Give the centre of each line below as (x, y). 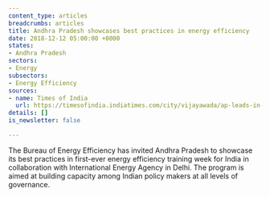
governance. (29, 184)
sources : (23, 90)
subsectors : (28, 76)
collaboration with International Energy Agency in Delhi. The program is (126, 167)
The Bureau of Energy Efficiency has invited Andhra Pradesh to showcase (131, 150)
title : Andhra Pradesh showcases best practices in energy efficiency (129, 31)
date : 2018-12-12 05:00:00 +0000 (64, 38)
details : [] (28, 113)
